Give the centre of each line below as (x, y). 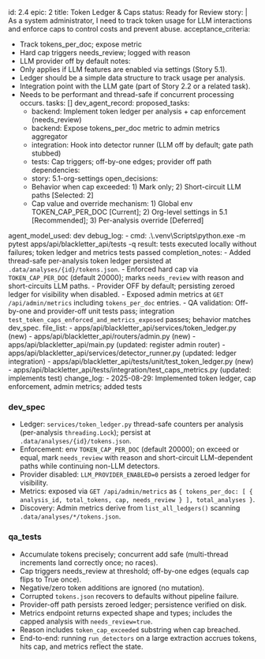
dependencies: (56, 170)
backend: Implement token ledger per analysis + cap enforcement (138, 111)
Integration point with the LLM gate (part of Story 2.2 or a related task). (135, 86)
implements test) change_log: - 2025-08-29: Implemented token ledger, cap (132, 378)
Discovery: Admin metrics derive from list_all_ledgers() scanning (130, 508)
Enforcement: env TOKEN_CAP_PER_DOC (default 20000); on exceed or (129, 449)
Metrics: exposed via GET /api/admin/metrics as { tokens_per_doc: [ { (136, 491)
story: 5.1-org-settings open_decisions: (95, 178)
